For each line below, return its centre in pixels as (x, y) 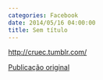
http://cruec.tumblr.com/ (48, 53)
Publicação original (39, 67)
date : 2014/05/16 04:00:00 (52, 23)
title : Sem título (38, 30)
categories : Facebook (43, 15)
